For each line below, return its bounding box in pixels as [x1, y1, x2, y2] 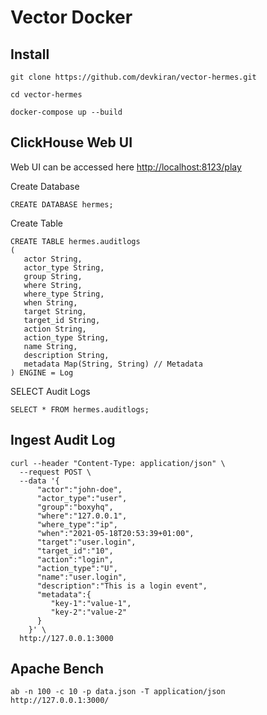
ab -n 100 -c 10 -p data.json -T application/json [10, 687, 226, 697]
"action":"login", [36, 554, 114, 565]
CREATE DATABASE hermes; [10, 199, 114, 210]
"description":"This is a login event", [36, 581, 208, 591]
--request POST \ [19, 467, 92, 477]
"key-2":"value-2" [50, 607, 128, 617]
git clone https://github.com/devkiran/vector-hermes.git [10, 72, 257, 82]
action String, [23, 324, 87, 334]
